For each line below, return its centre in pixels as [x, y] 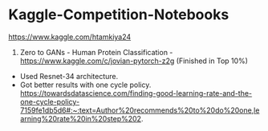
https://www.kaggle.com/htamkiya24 [70, 37]
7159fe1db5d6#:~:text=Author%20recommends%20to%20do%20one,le [140, 110]
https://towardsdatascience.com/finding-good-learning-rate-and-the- [136, 93]
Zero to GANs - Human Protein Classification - [96, 52]
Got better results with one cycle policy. [85, 85]
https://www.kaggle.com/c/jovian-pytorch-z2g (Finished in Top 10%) [134, 61]
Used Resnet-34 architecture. [69, 76]
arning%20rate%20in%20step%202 [81, 118]
